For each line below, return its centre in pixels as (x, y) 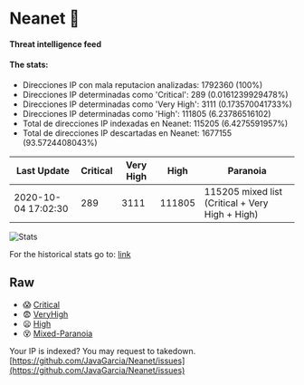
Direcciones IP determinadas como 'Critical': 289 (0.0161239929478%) (155, 94)
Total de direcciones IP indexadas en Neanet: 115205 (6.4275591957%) (155, 123)
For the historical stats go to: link (70, 254)
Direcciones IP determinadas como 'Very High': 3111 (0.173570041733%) (157, 104)
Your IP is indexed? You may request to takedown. (103, 351)
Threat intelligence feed (56, 43)
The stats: (29, 65)
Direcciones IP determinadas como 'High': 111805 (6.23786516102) (147, 113)
